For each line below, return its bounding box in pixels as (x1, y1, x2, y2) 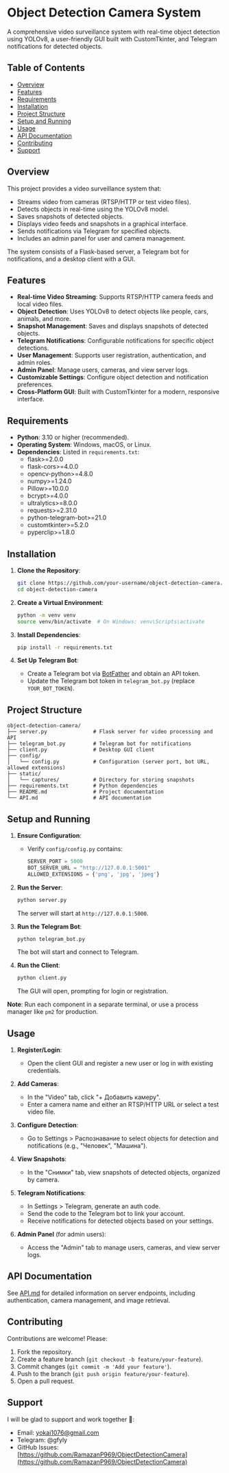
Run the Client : (16, 961, 60, 970)
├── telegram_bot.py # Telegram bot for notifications (7, 740, 192, 747)
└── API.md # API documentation (7, 795, 152, 801)
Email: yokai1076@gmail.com (16, 1428, 99, 1437)
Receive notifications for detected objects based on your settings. (27, 1217, 214, 1225)
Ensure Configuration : (16, 832, 82, 839)
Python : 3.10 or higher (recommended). (16, 433, 129, 441)
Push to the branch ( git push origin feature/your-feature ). (16, 1369, 190, 1377)
